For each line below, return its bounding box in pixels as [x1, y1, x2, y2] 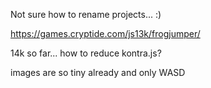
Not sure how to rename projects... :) [10, 9, 162, 20]
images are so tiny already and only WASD [10, 67, 186, 78]
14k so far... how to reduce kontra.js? [10, 47, 162, 59]
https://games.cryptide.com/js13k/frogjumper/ [10, 28, 201, 39]
